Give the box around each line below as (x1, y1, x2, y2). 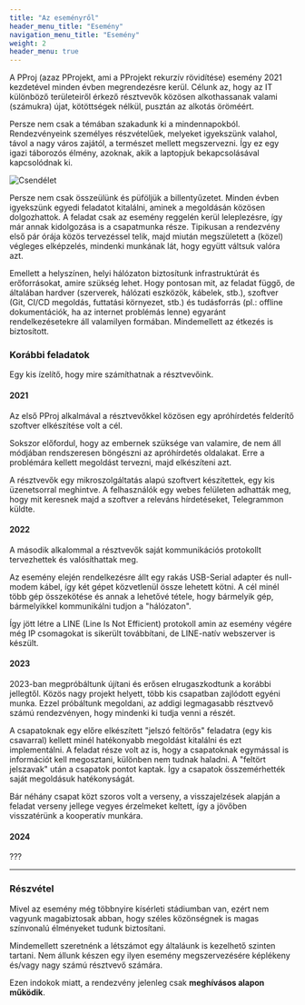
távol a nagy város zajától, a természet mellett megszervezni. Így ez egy (9, 138, 280, 149)
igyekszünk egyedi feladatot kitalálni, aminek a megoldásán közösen (9, 202, 266, 214)
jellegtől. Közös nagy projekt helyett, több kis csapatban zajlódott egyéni (9, 688, 281, 700)
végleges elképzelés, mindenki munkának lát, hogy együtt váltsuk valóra (9, 241, 280, 252)
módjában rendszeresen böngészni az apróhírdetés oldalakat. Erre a (9, 447, 265, 458)
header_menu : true (9, 47, 79, 56)
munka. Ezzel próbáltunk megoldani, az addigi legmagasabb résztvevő (9, 698, 274, 709)
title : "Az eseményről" (9, 13, 100, 23)
